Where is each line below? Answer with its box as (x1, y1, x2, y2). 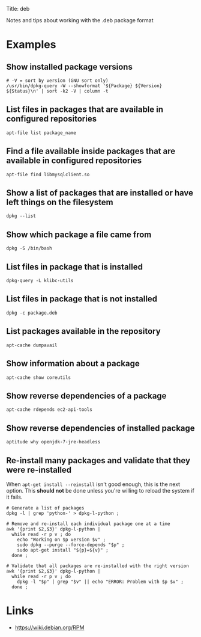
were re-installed (6, 464, 72, 475)
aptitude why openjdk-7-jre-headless (6, 439, 101, 445)
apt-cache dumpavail (6, 342, 58, 348)
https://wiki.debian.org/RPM (14, 624, 85, 631)
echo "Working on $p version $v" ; (17, 537, 106, 543)
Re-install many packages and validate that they (6, 455, 191, 466)
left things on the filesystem (6, 197, 113, 208)
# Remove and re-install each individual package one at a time (6, 520, 170, 527)
